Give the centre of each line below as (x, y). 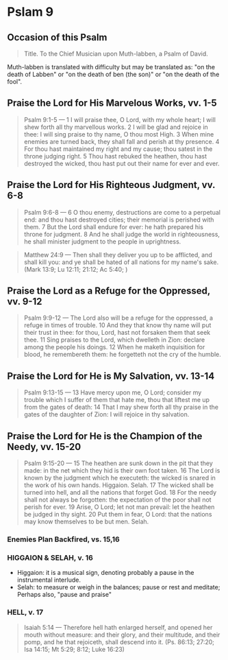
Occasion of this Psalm (57, 37)
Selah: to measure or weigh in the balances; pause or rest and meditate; (118, 587)
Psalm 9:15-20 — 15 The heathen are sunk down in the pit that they (118, 463)
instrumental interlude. (49, 580)
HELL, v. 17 (25, 613)
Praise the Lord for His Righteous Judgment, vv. (111, 185)
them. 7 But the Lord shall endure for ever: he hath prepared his (114, 226)
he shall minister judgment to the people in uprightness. (102, 241)
